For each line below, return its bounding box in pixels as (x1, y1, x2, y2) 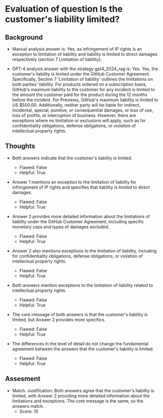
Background (5, 33, 43, 41)
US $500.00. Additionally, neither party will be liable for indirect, (12, 102, 141, 108)
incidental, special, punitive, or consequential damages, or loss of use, (12, 107, 154, 113)
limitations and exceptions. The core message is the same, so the (12, 398, 144, 404)
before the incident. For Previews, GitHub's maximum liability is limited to (12, 97, 159, 103)
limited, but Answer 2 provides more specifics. (12, 317, 106, 323)
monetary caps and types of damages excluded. (12, 224, 109, 229)
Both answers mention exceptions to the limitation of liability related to (12, 282, 153, 288)
